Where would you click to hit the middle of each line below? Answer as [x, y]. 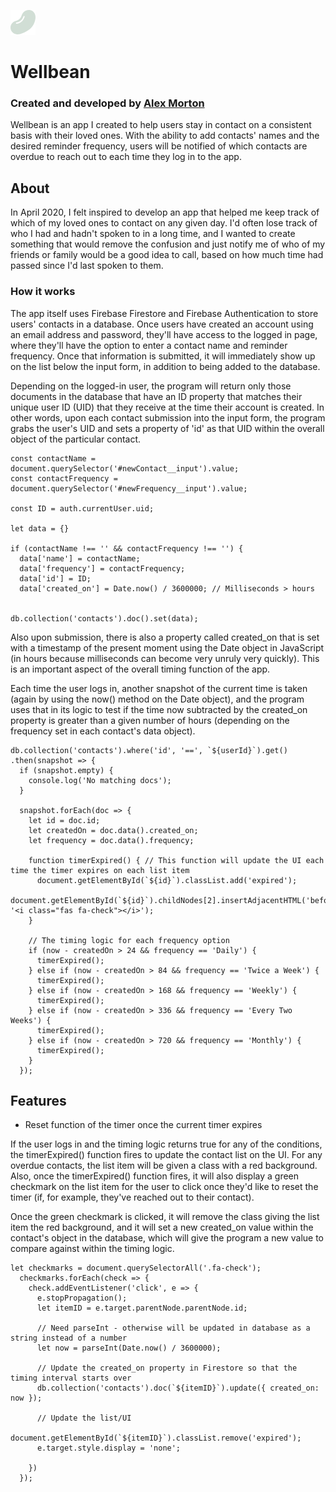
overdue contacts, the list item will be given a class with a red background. [164, 1166]
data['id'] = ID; [55, 578]
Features [38, 1100]
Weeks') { [31, 1020]
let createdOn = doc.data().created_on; [113, 830]
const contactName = [53, 458]
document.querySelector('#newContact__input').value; [125, 468]
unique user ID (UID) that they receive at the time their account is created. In [167, 407]
